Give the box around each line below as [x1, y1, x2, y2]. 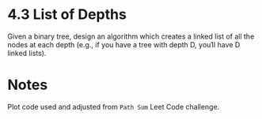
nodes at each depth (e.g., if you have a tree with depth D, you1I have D [7, 39, 241, 49]
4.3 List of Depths [7, 6, 127, 24]
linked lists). [7, 48, 47, 58]
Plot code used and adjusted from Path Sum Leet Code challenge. [7, 102, 220, 111]
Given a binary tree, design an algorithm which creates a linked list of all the [7, 32, 255, 41]
